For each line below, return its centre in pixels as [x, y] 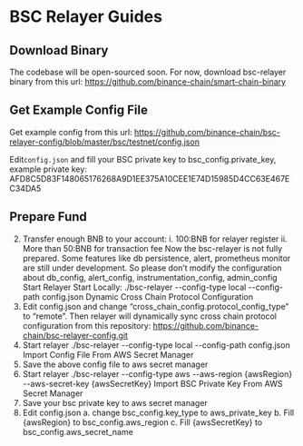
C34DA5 [25, 188]
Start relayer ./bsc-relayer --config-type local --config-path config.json [156, 345]
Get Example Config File [78, 110]
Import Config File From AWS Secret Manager [108, 354]
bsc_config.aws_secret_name [78, 431]
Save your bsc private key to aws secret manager [115, 402]
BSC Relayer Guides [86, 17]
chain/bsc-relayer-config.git [75, 335]
